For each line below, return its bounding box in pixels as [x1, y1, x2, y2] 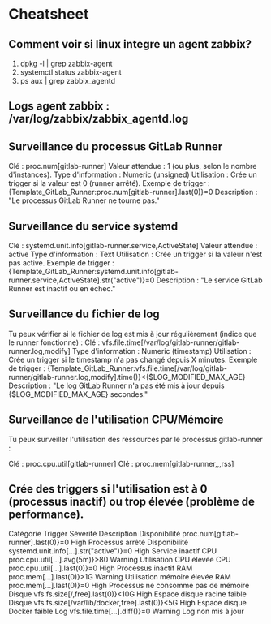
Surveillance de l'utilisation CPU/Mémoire [8, 413, 225, 427]
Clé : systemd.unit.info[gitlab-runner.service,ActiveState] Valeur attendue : [8, 241, 258, 251]
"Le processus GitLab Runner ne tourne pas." [8, 196, 160, 205]
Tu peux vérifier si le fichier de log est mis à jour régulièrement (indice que [8, 329, 257, 338]
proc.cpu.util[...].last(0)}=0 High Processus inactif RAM [8, 563, 193, 573]
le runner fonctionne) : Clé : [8, 338, 101, 347]
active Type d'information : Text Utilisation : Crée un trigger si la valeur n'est [8, 249, 263, 260]
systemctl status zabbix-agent [19, 67, 122, 77]
